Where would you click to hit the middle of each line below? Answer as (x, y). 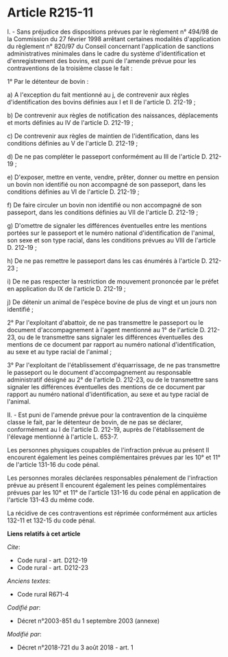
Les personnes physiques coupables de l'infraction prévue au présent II (108, 450)
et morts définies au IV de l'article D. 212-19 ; (70, 122)
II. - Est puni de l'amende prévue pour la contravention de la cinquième (107, 415)
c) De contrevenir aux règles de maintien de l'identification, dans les (103, 136)
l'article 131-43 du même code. (51, 500)
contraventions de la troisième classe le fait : (70, 68)
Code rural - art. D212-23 (53, 567)
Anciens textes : (29, 581)
